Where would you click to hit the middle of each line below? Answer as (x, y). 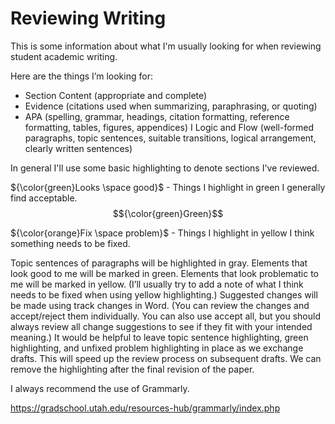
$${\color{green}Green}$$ (168, 213)
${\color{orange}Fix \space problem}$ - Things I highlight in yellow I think (162, 233)
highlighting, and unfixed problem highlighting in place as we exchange (157, 348)
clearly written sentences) (78, 148)
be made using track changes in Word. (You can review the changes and (160, 305)
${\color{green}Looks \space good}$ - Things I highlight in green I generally (168, 187)
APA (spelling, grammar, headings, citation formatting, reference (157, 116)
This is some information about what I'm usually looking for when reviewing (166, 46)
